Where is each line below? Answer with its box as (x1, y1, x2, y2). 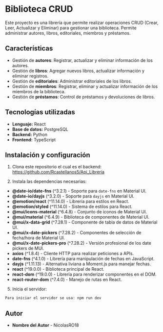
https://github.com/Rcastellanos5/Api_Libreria (12, 169, 105, 175)
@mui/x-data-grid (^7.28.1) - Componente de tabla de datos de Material (12, 219, 158, 225)
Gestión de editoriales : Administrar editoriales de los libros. (12, 78, 132, 84)
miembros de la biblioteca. (12, 88, 66, 94)
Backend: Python (12, 131, 48, 137)
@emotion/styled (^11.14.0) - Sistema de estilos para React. (12, 204, 133, 209)
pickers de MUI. (12, 245, 44, 251)
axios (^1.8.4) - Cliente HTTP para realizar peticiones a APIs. (12, 251, 134, 256)
